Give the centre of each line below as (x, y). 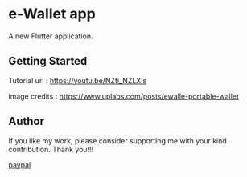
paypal (20, 164)
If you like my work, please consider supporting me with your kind (117, 140)
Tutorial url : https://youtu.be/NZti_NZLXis (78, 80)
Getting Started (48, 61)
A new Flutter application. (51, 36)
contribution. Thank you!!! (51, 149)
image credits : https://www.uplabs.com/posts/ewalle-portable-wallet (124, 96)
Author (26, 121)
